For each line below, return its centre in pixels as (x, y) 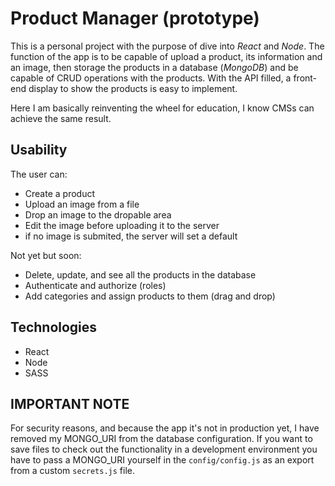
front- (305, 78)
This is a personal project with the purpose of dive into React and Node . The (167, 46)
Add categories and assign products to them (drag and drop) (150, 296)
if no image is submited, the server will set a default (131, 236)
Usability (39, 150)
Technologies (54, 327)
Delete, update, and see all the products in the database (140, 274)
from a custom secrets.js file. (73, 471)
